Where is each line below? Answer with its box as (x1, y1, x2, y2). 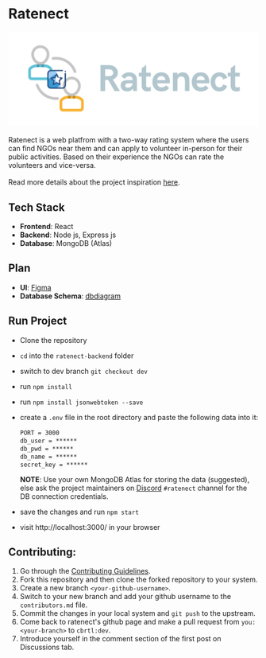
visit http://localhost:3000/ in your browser (19, 522, 160, 531)
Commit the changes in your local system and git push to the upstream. (19, 609, 256, 618)
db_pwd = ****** (19, 445, 74, 453)
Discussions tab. (19, 642, 75, 652)
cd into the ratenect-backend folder (19, 351, 134, 360)
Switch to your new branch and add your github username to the (19, 592, 232, 602)
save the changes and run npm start (19, 507, 139, 516)
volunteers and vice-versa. (8, 161, 97, 170)
